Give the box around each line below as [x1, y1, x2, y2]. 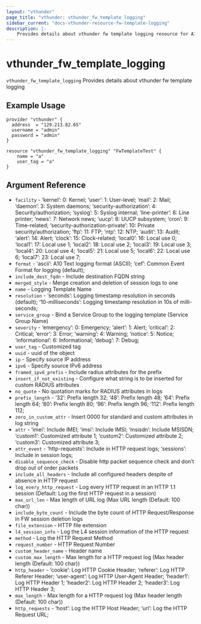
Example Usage [6, 100, 66, 111]
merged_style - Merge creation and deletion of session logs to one [14, 279, 178, 286]
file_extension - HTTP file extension [14, 521, 106, 529]
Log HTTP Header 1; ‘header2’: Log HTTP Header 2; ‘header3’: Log [14, 579, 180, 586]
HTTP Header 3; [14, 585, 56, 592]
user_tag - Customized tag [14, 343, 81, 350]
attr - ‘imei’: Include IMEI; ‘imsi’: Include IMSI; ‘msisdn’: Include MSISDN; [14, 426, 194, 433]
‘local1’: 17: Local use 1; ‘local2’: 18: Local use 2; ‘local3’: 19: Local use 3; [14, 241, 192, 248]
